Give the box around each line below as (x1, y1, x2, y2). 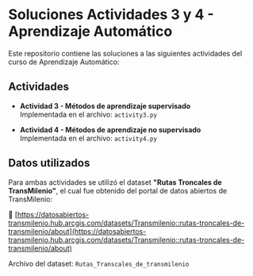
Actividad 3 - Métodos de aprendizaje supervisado (19, 101, 191, 110)
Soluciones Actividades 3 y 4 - (8, 6, 214, 24)
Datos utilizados (8, 156, 90, 170)
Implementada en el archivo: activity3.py (19, 109, 157, 119)
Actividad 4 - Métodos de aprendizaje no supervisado (19, 125, 201, 134)
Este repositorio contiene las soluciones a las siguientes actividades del (8, 48, 243, 58)
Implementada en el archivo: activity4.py (19, 133, 157, 143)
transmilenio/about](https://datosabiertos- (8, 226, 147, 236)
